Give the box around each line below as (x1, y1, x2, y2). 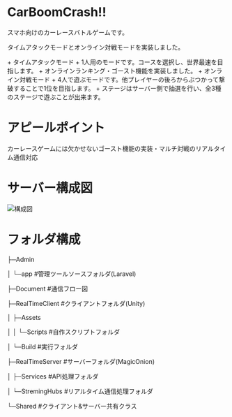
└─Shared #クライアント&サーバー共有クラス (7, 402, 137, 410)
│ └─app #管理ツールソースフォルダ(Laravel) (7, 270, 137, 278)
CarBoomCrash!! (7, 4, 107, 20)
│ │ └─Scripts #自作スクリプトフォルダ (7, 328, 121, 336)
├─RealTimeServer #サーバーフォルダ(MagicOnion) (7, 357, 155, 365)
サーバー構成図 (7, 180, 93, 196)
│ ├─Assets (7, 313, 41, 321)
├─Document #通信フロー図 (7, 284, 88, 293)
